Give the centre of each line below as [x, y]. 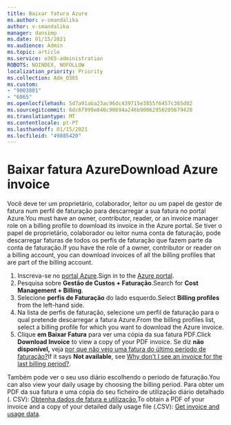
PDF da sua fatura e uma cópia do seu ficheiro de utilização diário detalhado [116, 392]
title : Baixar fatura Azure [48, 13]
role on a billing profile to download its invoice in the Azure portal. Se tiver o [115, 226]
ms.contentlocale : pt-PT [43, 123]
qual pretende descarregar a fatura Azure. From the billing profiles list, [116, 320]
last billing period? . [44, 364]
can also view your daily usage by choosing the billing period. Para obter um [115, 385]
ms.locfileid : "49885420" [44, 135]
